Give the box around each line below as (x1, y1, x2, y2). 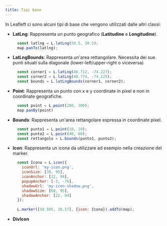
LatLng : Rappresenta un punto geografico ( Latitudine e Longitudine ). (12, 31, 158, 37)
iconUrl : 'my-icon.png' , (22, 165, 74, 170)
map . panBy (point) (17, 108, 54, 113)
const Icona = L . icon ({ (17, 160, 67, 165)
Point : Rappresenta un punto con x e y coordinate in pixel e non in (12, 88, 150, 94)
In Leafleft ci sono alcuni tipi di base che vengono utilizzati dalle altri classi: (5, 21, 161, 27)
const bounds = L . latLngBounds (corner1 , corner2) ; (17, 79, 126, 84)
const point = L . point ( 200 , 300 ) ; (17, 103, 90, 108)
